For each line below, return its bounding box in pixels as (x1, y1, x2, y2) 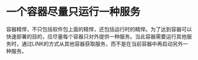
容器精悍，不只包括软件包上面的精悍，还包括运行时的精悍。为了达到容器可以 (6, 26, 192, 33)
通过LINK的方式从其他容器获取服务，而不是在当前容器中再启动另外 (21, 40, 183, 47)
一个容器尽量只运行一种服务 (6, 5, 141, 19)
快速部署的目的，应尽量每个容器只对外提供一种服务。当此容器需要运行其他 (6, 33, 187, 40)
